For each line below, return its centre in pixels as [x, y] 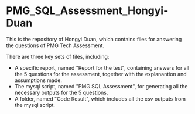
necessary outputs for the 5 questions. [61, 92]
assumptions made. [38, 80]
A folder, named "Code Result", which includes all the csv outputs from [100, 99]
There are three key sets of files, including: [58, 56]
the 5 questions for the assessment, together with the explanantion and [100, 74]
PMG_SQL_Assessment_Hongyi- [87, 11]
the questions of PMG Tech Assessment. [55, 45]
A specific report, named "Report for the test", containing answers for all [102, 67]
